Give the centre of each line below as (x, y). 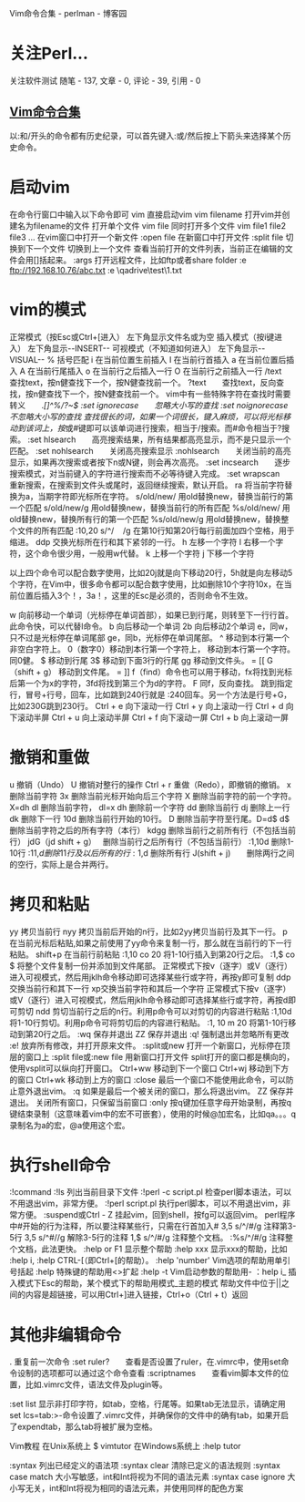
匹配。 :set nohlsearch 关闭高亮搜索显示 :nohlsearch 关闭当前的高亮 (150, 450)
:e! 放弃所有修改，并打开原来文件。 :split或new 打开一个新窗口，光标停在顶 (150, 1045)
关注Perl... (49, 54)
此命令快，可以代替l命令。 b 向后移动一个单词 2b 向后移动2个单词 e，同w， (151, 626)
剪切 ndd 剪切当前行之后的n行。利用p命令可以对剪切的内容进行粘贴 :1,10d (154, 1011)
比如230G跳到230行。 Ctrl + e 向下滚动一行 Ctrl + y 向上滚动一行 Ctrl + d (147, 705)
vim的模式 (48, 309)
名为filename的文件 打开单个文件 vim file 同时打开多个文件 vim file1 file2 (152, 225)
